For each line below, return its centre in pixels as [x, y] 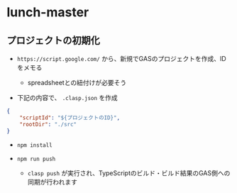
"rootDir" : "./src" [48, 124]
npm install [34, 145]
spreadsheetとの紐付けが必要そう [77, 83]
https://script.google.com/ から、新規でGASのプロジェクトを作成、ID [121, 59]
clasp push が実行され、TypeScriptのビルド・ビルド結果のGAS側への [129, 173]
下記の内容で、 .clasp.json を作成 [67, 98]
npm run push [36, 159]
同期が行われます [52, 182]
